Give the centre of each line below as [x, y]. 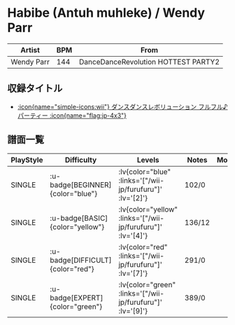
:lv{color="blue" [145, 172]
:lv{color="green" [147, 284]
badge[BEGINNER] [81, 185]
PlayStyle [27, 160]
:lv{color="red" [143, 247]
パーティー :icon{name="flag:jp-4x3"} [72, 115]
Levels [148, 160]
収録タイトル [35, 89]
